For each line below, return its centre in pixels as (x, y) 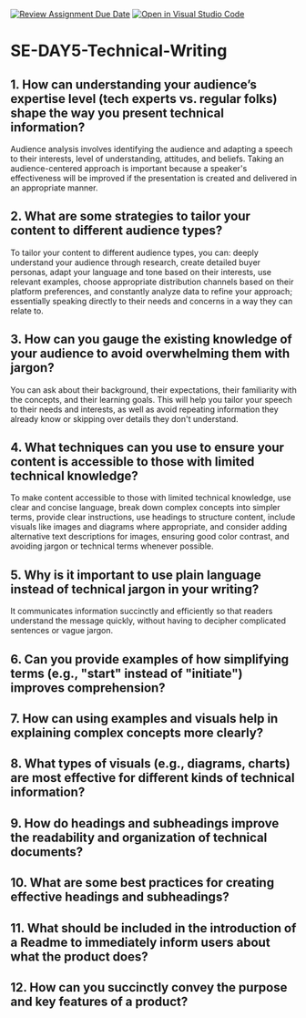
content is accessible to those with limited (133, 462)
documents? (47, 852)
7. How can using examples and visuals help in (144, 719)
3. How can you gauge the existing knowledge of (151, 339)
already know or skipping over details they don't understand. (125, 418)
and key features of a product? (99, 1001)
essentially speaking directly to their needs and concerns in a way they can (152, 301)
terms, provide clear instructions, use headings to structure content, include (153, 517)
